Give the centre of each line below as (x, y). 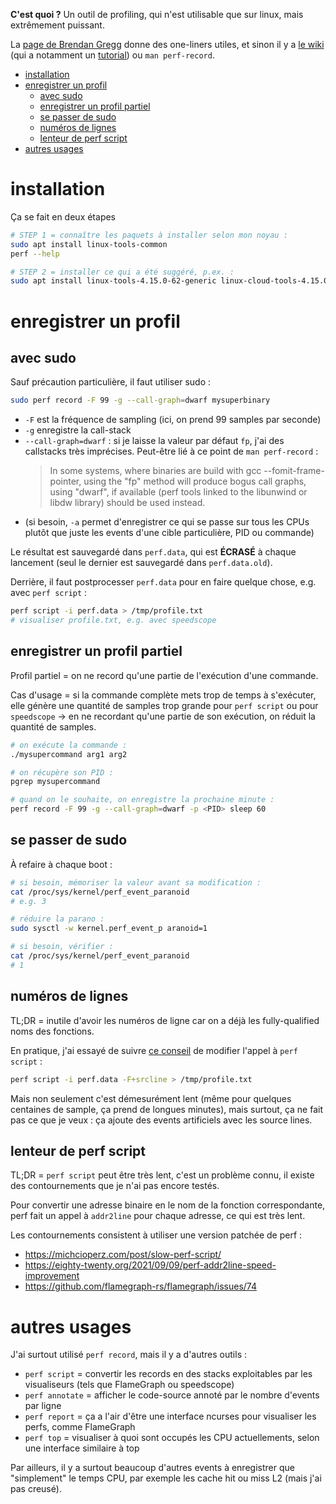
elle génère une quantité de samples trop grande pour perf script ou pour (164, 705)
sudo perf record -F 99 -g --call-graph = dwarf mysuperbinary (140, 400)
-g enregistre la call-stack (78, 430)
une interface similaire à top (82, 1448)
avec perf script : (49, 593)
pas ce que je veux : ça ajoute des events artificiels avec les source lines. (161, 1120)
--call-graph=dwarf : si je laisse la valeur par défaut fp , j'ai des (154, 441)
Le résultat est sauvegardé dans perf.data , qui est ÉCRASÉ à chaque (153, 552)
